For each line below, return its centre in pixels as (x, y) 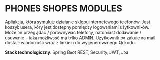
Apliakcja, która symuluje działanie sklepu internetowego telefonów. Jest (78, 22)
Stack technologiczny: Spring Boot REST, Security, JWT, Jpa (67, 52)
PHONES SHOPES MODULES (64, 9)
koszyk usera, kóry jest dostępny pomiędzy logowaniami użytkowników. (77, 27)
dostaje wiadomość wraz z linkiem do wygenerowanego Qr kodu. (71, 42)
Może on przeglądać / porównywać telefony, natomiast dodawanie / (73, 32)
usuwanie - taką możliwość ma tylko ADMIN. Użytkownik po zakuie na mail (80, 38)
